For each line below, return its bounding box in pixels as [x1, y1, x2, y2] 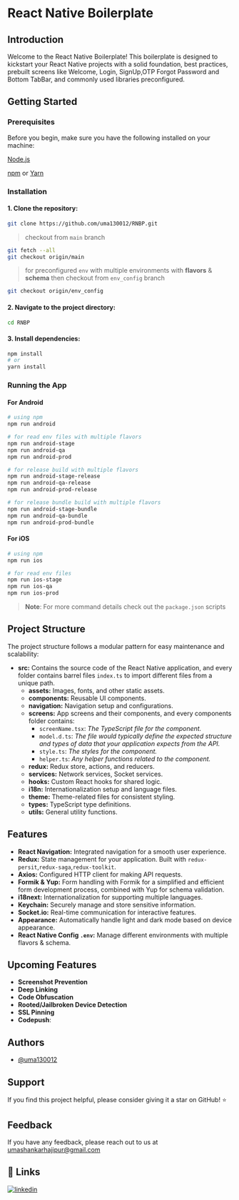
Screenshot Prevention [17, 978, 88, 987]
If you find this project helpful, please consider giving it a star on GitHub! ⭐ [7, 1096, 227, 1104]
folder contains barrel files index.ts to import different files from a [17, 671, 213, 680]
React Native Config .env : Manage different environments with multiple [17, 930, 228, 939]
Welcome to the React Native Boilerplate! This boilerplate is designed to [7, 52, 218, 61]
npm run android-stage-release [7, 473, 101, 480]
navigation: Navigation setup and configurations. [28, 701, 173, 710]
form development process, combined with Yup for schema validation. [17, 885, 225, 894]
